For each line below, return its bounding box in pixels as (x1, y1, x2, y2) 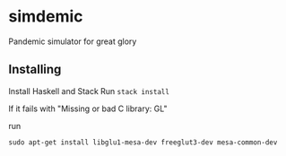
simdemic (8, 6, 83, 27)
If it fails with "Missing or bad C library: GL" (8, 103, 168, 114)
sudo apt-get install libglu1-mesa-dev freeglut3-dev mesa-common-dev (8, 137, 278, 147)
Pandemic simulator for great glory (8, 36, 137, 47)
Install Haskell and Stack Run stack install (8, 85, 169, 96)
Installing (8, 62, 62, 77)
